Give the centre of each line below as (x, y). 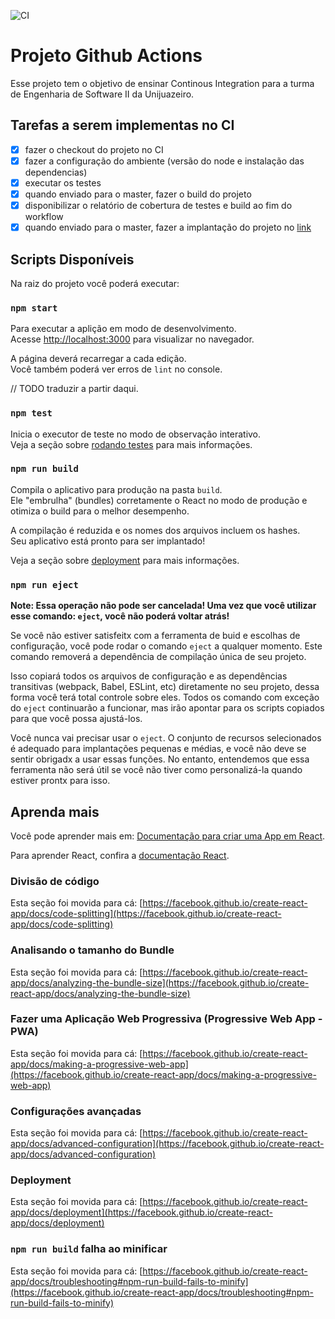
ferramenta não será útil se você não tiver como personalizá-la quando (156, 770)
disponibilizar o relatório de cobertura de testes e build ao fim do (158, 205)
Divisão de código (55, 881)
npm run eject (44, 584)
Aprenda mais (55, 811)
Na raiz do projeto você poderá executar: (95, 283)
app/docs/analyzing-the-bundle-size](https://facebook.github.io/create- (160, 982)
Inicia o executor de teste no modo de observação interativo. (136, 434)
